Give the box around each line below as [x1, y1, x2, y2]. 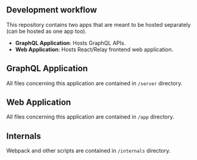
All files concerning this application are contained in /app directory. [6, 113, 174, 120]
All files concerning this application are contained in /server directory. [6, 79, 183, 87]
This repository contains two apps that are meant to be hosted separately [6, 21, 191, 28]
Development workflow [6, 5, 98, 15]
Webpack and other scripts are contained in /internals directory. [6, 147, 171, 155]
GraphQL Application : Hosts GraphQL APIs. [15, 39, 126, 46]
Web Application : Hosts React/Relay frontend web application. [15, 46, 174, 53]
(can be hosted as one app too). [6, 27, 87, 35]
